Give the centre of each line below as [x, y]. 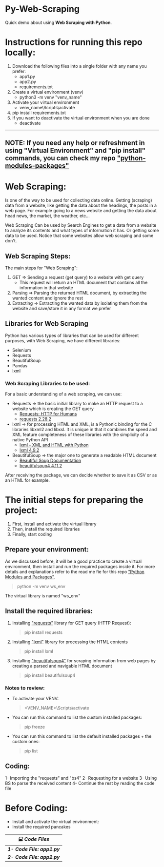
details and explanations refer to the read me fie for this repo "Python [75, 571]
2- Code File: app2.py [34, 857]
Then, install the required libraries [46, 529]
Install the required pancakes [41, 827]
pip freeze [35, 727]
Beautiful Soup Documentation [50, 461]
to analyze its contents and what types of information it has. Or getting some [82, 231]
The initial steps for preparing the [74, 500]
